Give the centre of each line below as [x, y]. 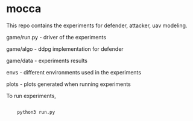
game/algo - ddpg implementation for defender [65, 49]
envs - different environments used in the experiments [74, 72]
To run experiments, [31, 96]
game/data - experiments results [47, 60]
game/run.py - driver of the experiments [56, 37]
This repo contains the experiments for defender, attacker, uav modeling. [97, 25]
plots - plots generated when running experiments [68, 84]
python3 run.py [36, 112]
